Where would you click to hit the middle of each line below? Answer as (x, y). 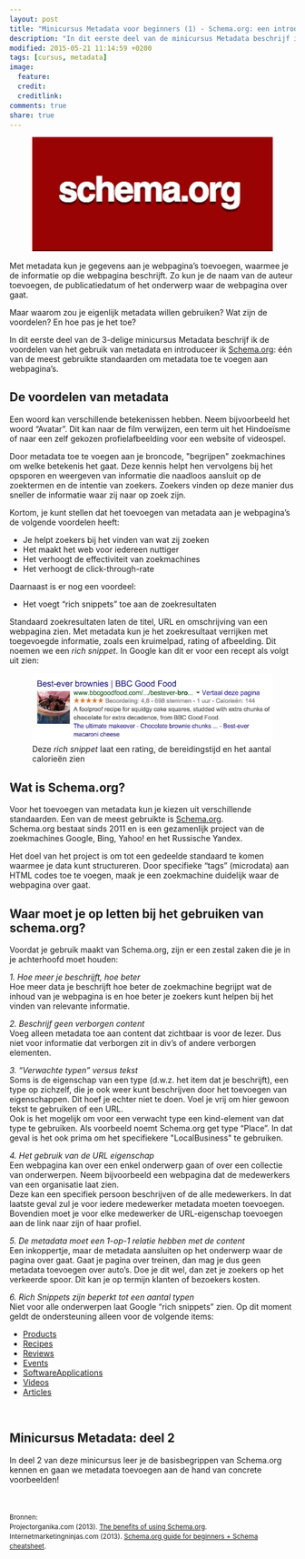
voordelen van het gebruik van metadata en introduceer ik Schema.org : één (151, 349)
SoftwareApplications (63, 1373)
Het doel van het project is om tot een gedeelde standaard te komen (137, 856)
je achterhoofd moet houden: (64, 960)
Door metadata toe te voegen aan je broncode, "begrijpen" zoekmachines (148, 456)
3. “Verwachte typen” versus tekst (74, 1071)
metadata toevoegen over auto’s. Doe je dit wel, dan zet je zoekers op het (147, 1270)
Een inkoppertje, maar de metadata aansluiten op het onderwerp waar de (146, 1251)
